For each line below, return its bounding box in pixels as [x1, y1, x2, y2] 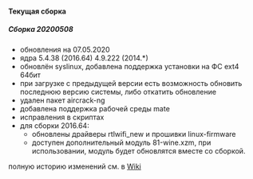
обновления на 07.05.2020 [19, 45, 110, 54]
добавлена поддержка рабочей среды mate [19, 103, 170, 113]
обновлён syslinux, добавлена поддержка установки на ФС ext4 [19, 61, 239, 71]
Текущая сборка [8, 6, 66, 16]
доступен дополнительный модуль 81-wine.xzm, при [31, 138, 211, 147]
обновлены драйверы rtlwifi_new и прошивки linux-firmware [31, 129, 237, 138]
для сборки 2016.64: [19, 120, 89, 130]
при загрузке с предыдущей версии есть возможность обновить [19, 78, 243, 88]
